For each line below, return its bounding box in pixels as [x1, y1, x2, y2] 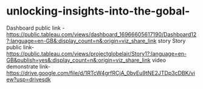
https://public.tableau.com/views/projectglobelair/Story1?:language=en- [6, 50, 187, 57]
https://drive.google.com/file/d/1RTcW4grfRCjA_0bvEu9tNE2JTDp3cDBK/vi [6, 69, 196, 76]
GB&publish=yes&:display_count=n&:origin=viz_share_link [6, 56, 151, 64]
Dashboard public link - [6, 24, 65, 31]
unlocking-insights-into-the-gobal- [6, 4, 190, 18]
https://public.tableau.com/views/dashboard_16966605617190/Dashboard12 [6, 30, 197, 38]
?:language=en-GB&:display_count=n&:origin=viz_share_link [6, 37, 157, 44]
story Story [157, 37, 186, 44]
